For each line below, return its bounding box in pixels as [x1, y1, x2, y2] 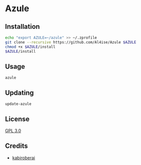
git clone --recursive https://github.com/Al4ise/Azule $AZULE [5, 40, 137, 44]
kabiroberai [12, 155, 35, 161]
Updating [5, 88, 34, 97]
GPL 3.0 [5, 127, 21, 133]
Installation [5, 22, 40, 31]
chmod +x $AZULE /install [5, 44, 56, 49]
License [5, 115, 30, 123]
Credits [5, 142, 28, 150]
